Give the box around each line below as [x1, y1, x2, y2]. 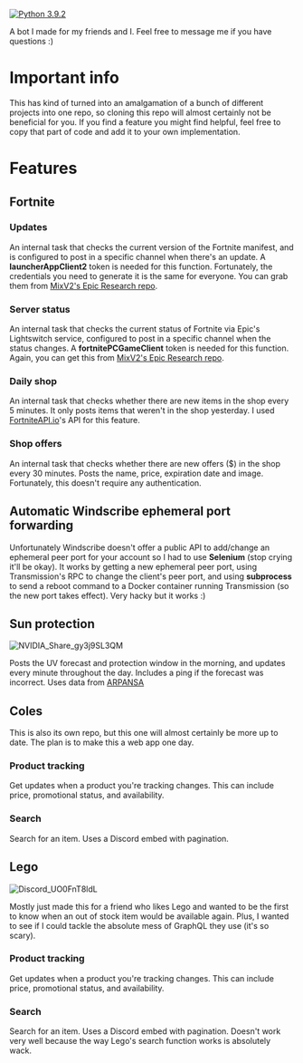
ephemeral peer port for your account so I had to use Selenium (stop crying [9, 551, 292, 562]
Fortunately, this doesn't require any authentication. [9, 477, 202, 488]
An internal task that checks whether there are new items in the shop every [9, 395, 289, 407]
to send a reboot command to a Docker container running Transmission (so [9, 580, 289, 591]
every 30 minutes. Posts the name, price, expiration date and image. [9, 468, 264, 478]
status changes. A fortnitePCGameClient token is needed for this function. [9, 343, 289, 353]
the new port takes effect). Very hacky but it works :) [9, 590, 206, 601]
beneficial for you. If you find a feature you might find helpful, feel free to [9, 116, 281, 127]
